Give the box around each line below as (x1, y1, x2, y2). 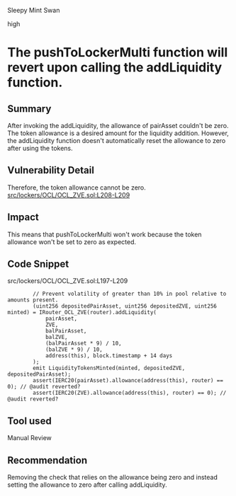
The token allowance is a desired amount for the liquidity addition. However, (7, 129, 229, 137)
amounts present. (7, 296, 59, 304)
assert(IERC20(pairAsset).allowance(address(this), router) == (33, 377, 223, 384)
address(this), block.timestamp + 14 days (45, 352, 173, 359)
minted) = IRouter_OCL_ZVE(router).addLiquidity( (7, 309, 157, 316)
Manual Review (7, 434, 52, 442)
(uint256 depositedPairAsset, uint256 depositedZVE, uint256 (33, 303, 218, 310)
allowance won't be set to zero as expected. (7, 237, 137, 246)
